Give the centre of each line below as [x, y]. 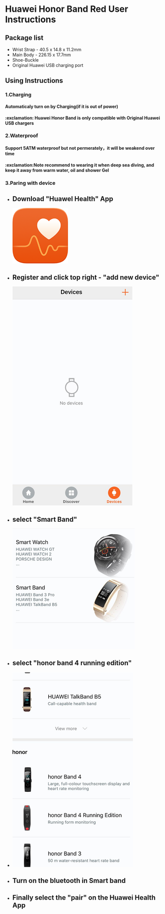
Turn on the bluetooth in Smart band [69, 881]
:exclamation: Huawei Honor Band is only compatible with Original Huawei [82, 118]
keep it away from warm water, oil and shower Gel [57, 170]
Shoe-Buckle [25, 60]
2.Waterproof [22, 135]
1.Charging [18, 95]
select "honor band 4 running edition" [72, 663]
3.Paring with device [30, 183]
